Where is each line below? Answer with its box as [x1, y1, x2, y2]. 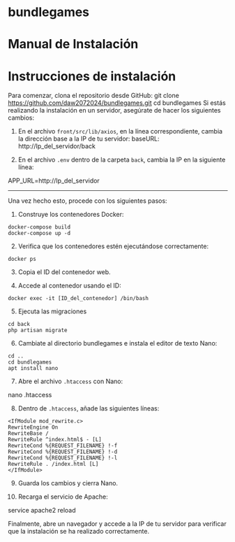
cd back [8, 321, 31, 328]
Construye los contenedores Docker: [17, 211, 124, 219]
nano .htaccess [8, 391, 52, 399]
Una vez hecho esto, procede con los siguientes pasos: [8, 197, 167, 205]
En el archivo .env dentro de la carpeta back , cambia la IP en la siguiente [17, 155, 226, 164]
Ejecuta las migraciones [17, 307, 87, 315]
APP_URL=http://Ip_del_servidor [8, 176, 100, 185]
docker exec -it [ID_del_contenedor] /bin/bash [8, 295, 149, 302]
